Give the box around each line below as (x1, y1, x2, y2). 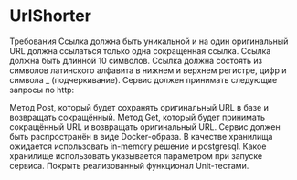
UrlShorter (9, 5, 91, 26)
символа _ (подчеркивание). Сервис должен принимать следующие (9, 74, 278, 85)
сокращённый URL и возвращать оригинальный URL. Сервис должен (9, 121, 281, 132)
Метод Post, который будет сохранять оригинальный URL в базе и (9, 101, 270, 112)
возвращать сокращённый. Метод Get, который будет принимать (9, 111, 266, 122)
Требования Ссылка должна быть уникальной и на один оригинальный (9, 36, 289, 47)
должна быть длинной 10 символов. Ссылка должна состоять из (9, 55, 263, 66)
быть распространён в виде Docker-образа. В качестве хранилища (9, 131, 273, 142)
